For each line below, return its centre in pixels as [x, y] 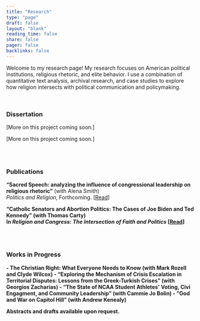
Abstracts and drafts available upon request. [63, 311]
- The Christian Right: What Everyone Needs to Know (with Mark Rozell [96, 268]
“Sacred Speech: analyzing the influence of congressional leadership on [99, 185]
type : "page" [22, 17]
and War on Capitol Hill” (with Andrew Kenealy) [66, 299]
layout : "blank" [26, 28]
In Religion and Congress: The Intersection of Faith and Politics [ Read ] [96, 222]
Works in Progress [34, 254]
